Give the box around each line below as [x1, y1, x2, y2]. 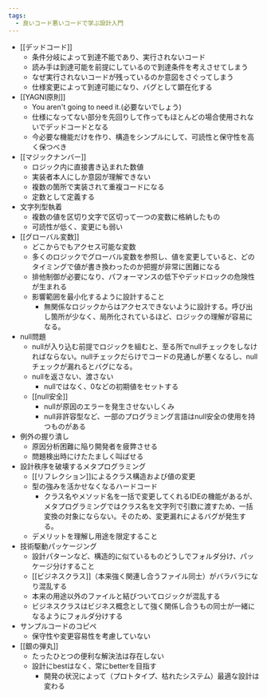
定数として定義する [31, 192, 96, 201]
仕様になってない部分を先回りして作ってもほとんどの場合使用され [31, 112, 247, 121]
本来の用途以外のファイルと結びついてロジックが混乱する [31, 591, 221, 601]
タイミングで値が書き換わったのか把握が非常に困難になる [31, 261, 221, 272]
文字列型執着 [19, 201, 62, 212]
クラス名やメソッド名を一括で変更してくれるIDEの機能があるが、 [43, 491, 257, 501]
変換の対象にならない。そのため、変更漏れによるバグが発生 [43, 511, 239, 521]
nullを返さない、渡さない [31, 371, 114, 381]
